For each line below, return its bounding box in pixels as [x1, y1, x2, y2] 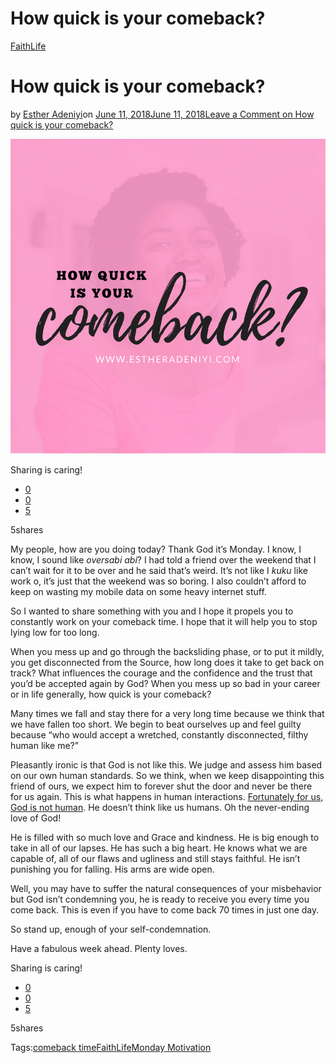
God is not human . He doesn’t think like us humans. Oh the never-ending [10, 801, 310, 813]
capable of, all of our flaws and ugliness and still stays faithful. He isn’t [10, 852, 301, 864]
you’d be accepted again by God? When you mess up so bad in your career [10, 677, 321, 689]
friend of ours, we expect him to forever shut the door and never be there [10, 780, 313, 792]
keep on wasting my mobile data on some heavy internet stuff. [10, 585, 267, 597]
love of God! [10, 812, 62, 824]
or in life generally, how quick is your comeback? [10, 688, 212, 700]
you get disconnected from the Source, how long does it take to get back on [10, 656, 325, 668]
